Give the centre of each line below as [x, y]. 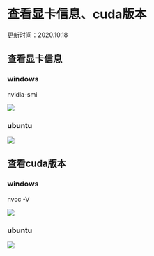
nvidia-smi [22, 94]
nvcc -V [18, 199]
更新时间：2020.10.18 [38, 35]
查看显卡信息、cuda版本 [77, 14]
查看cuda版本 [37, 164]
